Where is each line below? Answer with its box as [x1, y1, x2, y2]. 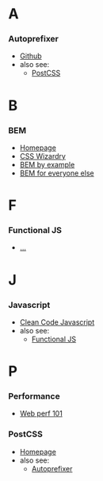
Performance [8, 391, 61, 402]
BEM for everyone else [19, 168, 94, 178]
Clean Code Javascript [19, 317, 95, 327]
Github [19, 51, 42, 61]
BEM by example [19, 160, 75, 169]
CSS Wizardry [19, 151, 66, 160]
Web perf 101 [19, 408, 63, 419]
